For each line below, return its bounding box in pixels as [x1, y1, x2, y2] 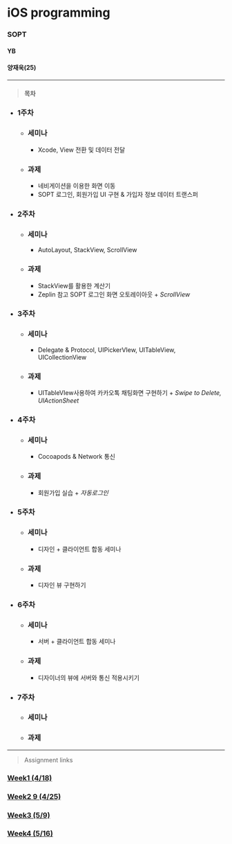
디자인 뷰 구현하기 [37, 581, 86, 590]
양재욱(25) [7, 64, 37, 72]
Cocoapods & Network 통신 [37, 452, 116, 461]
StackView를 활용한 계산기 [37, 281, 111, 290]
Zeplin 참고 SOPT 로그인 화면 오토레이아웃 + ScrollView [37, 290, 191, 299]
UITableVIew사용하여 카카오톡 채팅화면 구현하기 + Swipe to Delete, [37, 389, 222, 397]
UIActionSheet [37, 396, 79, 405]
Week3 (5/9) [7, 810, 50, 820]
